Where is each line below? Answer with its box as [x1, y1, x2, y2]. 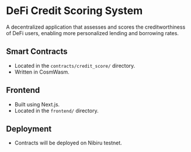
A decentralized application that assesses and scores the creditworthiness [6, 23, 186, 30]
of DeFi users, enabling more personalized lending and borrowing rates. [6, 29, 179, 36]
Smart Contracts [6, 47, 68, 57]
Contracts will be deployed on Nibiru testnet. [14, 139, 123, 147]
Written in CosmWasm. [14, 68, 70, 75]
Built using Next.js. [14, 101, 60, 108]
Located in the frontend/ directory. [14, 107, 99, 114]
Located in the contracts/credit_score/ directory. [14, 62, 136, 69]
